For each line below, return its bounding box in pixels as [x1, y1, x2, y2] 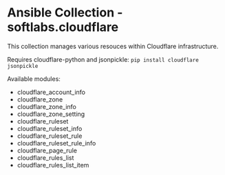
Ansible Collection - [7, 5, 123, 21]
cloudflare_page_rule [17, 146, 78, 154]
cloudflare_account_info [17, 88, 86, 96]
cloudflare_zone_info [17, 102, 77, 110]
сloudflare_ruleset [17, 117, 69, 125]
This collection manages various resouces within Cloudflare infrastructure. [7, 42, 219, 50]
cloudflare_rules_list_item [17, 161, 89, 169]
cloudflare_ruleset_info [17, 124, 83, 132]
